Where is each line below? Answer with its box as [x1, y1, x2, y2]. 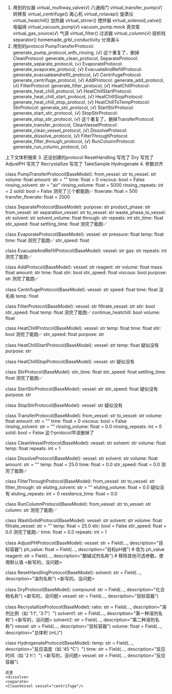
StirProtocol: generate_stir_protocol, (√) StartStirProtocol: [12, 104, 135, 111]
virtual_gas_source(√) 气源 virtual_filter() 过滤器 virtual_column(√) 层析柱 [12, 30, 166, 36]
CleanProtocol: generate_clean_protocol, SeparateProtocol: [12, 56, 139, 61]
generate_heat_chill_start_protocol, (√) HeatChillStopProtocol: [12, 94, 144, 99]
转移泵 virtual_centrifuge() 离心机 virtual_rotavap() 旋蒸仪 [12, 11, 133, 17]
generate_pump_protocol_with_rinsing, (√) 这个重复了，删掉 [12, 49, 140, 56]
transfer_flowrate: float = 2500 [5, 194, 70, 200]
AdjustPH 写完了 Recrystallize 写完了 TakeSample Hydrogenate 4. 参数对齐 [5, 161, 163, 167]
